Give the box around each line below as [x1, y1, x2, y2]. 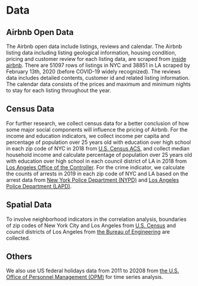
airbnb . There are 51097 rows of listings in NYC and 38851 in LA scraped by [6, 62, 190, 69]
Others [6, 252, 33, 262]
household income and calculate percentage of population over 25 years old [6, 151, 192, 158]
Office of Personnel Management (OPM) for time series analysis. [6, 274, 164, 281]
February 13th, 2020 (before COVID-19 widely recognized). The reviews [6, 68, 181, 75]
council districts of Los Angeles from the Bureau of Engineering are [6, 228, 170, 235]
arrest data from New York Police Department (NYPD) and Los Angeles [6, 176, 179, 184]
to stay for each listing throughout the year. [6, 87, 111, 94]
